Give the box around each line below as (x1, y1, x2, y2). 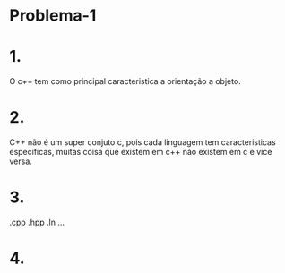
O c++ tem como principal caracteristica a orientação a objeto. (9, 76, 242, 87)
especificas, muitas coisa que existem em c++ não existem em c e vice (9, 147, 272, 158)
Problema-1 (9, 5, 97, 26)
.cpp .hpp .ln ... (9, 217, 65, 227)
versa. (9, 156, 33, 166)
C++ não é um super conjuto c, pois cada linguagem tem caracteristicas (9, 137, 276, 148)
